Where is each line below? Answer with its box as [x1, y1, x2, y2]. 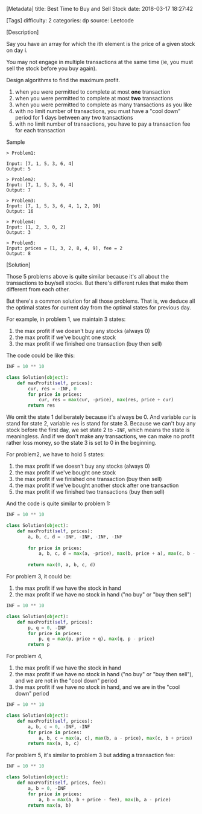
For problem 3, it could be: [6, 573, 72, 580]
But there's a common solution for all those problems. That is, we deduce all [6, 297, 195, 305]
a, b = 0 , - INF [28, 785, 66, 791]
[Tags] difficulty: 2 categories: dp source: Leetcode [6, 17, 134, 24]
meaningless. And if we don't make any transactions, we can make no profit [6, 433, 195, 440]
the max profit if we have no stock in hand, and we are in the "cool [14, 683, 180, 691]
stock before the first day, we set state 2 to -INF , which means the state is [6, 426, 190, 434]
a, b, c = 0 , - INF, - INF [28, 723, 90, 730]
